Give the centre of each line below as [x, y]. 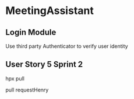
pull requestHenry [27, 90]
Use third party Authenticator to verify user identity [67, 46]
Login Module [31, 32]
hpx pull [15, 78]
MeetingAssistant [50, 11]
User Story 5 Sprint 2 [44, 64]
